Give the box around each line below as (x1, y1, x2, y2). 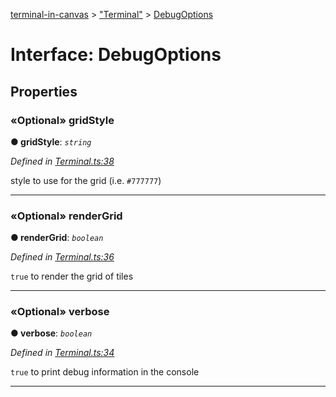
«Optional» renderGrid (10, 209, 123, 223)
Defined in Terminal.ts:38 (10, 155, 115, 167)
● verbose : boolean (10, 327, 93, 339)
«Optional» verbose (10, 305, 110, 319)
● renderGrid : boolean (10, 232, 104, 244)
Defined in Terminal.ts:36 (10, 251, 115, 263)
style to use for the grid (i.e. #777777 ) (10, 174, 162, 186)
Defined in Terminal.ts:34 (10, 347, 115, 359)
